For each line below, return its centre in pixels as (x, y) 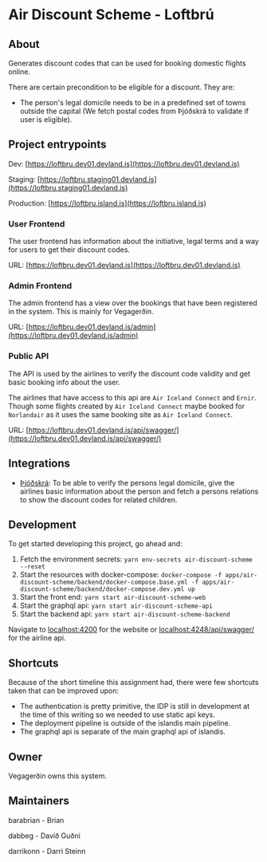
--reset (32, 567)
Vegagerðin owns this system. (58, 776)
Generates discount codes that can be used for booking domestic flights (127, 63)
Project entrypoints (57, 145)
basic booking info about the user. (65, 382)
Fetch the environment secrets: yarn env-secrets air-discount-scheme (136, 559)
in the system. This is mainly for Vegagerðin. (81, 312)
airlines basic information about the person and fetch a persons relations (139, 491)
